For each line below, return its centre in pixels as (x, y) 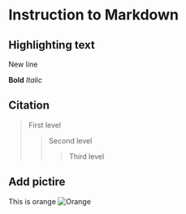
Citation (29, 106)
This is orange (32, 201)
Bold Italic (26, 80)
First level (45, 125)
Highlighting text (52, 45)
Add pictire (37, 182)
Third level (87, 156)
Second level (70, 140)
